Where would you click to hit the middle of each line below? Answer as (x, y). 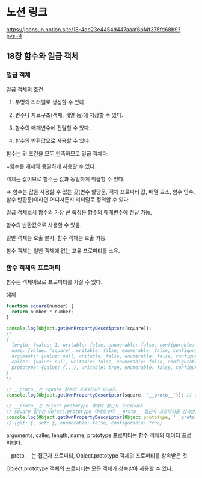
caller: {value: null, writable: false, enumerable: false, (88, 362)
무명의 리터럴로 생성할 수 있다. (50, 102)
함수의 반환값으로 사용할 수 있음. (44, 225)
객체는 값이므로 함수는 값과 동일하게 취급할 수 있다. (66, 179)
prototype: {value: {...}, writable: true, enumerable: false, (92, 367)
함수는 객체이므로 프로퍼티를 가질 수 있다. (54, 281)
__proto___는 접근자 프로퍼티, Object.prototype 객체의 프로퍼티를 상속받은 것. (98, 455)
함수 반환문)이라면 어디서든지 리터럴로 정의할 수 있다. (68, 199)
